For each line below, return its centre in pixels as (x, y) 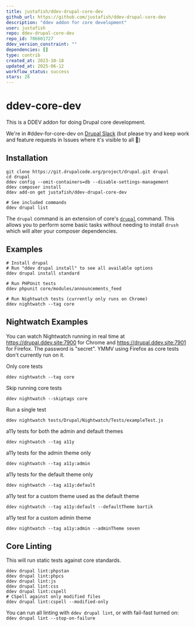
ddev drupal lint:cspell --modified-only (57, 602)
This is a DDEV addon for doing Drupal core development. (76, 122)
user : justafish (26, 28)
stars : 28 (18, 77)
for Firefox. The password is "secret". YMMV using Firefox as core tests (93, 348)
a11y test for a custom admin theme (49, 517)
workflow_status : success (37, 72)
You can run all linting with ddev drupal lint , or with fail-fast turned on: (93, 613)
